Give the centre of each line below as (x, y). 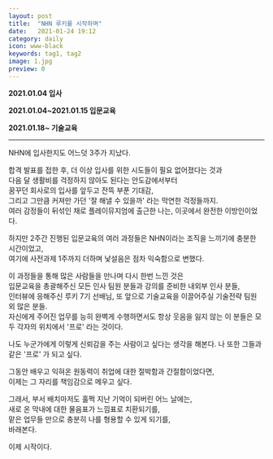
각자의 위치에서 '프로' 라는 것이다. (70, 326)
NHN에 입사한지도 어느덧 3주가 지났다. (70, 152)
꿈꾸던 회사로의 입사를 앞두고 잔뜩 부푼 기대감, (81, 190)
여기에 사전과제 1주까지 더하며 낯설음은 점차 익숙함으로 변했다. (106, 258)
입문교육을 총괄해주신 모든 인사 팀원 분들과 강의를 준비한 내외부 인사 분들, (124, 286)
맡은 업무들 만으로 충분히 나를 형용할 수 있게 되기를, (89, 419)
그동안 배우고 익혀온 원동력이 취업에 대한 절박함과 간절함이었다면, (112, 371)
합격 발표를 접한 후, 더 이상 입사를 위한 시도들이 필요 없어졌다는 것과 (115, 170)
